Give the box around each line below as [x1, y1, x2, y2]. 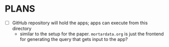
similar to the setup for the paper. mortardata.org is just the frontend [19, 31, 164, 37]
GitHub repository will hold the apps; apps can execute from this [12, 20, 148, 26]
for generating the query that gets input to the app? [19, 36, 128, 42]
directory [12, 26, 32, 31]
